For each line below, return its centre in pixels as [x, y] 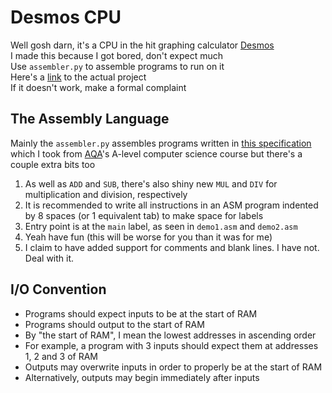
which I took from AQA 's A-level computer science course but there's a [156, 153]
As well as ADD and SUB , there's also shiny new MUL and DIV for [151, 183]
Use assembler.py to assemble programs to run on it [117, 66]
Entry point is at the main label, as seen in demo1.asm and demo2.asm [161, 226]
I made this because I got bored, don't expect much [116, 55]
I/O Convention [58, 289]
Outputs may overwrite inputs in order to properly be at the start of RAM [173, 367]
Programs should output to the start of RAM [114, 324]
